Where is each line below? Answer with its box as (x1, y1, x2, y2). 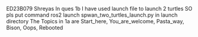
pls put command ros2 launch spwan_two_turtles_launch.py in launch (6, 11, 178, 18)
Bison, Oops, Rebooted (6, 24, 64, 31)
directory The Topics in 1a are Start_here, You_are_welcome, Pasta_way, (6, 18, 184, 24)
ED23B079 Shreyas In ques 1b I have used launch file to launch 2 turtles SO (6, 5, 193, 12)
